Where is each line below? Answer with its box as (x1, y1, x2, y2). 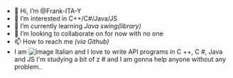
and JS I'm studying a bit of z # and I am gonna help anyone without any (13, 55, 226, 63)
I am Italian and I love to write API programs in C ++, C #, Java (13, 48, 223, 56)
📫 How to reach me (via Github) (13, 38, 109, 45)
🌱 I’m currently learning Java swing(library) (13, 22, 142, 30)
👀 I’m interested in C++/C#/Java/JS (13, 14, 118, 23)
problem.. (13, 62, 43, 71)
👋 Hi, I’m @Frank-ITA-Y (13, 7, 82, 15)
